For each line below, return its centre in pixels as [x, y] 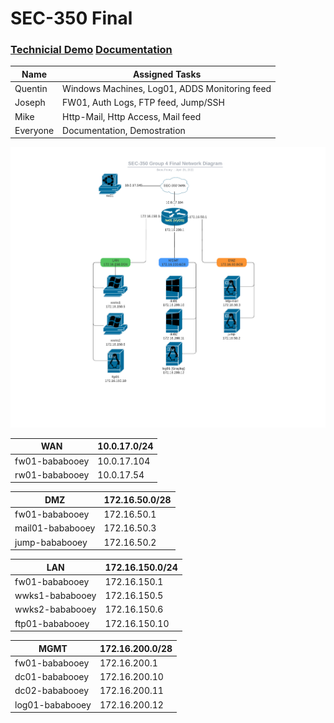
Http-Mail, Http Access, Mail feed [132, 116]
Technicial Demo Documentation [91, 50]
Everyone [34, 130]
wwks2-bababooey [55, 609]
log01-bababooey [53, 704]
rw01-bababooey [52, 474]
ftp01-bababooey [52, 623]
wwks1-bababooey [55, 596]
